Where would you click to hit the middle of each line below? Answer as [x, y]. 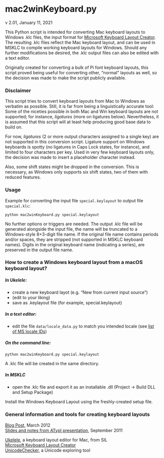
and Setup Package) [32, 393]
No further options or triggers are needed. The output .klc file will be [74, 224]
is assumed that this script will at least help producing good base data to [78, 122]
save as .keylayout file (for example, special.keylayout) [67, 303]
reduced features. [23, 177]
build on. [14, 127]
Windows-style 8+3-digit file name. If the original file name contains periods [82, 234]
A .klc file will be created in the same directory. [52, 364]
